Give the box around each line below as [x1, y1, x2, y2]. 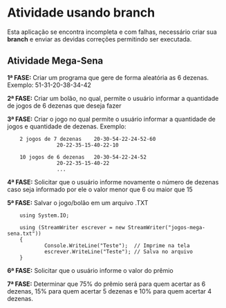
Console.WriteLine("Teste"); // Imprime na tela [44, 242, 190, 249]
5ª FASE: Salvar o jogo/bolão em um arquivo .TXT [7, 198, 149, 206]
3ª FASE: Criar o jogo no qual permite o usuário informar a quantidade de [7, 115, 216, 123]
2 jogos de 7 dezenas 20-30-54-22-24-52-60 [19, 135, 156, 142]
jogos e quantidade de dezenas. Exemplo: [7, 122, 126, 131]
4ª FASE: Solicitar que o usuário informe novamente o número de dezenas [7, 177, 219, 186]
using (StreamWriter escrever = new [19, 224, 126, 231]
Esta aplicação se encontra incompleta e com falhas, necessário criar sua [7, 28, 218, 36]
